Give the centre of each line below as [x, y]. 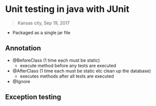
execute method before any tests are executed [68, 65]
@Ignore [21, 81]
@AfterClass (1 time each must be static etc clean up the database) [82, 71]
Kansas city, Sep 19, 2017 [43, 23]
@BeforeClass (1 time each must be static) [56, 60]
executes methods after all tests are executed [67, 76]
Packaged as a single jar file [41, 32]
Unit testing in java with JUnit [67, 9]
